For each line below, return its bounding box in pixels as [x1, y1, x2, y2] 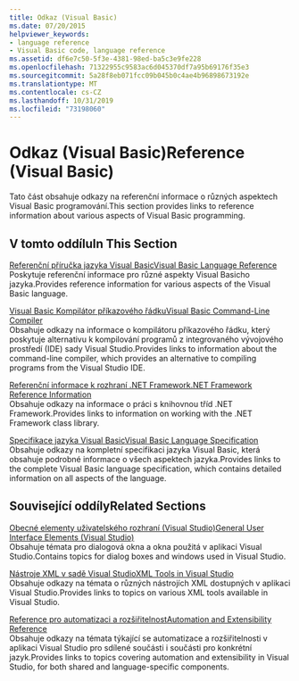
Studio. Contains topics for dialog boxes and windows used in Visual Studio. [9, 551, 287, 561]
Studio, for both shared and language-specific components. [9, 661, 229, 672]
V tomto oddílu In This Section [9, 236, 178, 251]
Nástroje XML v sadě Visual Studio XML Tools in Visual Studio [9, 568, 235, 578]
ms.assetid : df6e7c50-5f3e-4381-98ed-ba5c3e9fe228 [9, 54, 202, 63]
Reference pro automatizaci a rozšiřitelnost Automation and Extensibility [9, 613, 272, 625]
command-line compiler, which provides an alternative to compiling [9, 353, 257, 363]
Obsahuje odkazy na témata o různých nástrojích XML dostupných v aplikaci [9, 577, 291, 588]
